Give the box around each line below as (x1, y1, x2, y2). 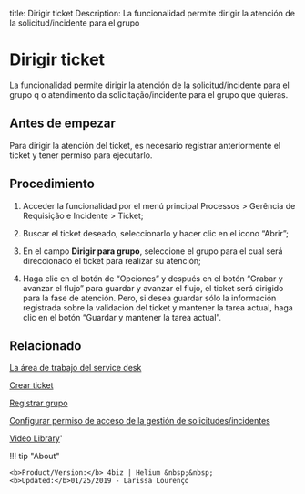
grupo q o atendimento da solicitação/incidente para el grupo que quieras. (9, 89, 289, 100)
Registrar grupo (9, 397, 68, 409)
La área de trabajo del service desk (9, 363, 142, 373)
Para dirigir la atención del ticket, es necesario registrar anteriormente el (9, 140, 281, 151)
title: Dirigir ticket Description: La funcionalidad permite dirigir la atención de (9, 8, 296, 18)
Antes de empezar (9, 116, 116, 131)
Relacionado (9, 338, 82, 353)
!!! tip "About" (9, 451, 60, 462)
